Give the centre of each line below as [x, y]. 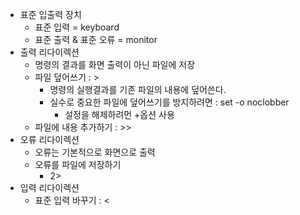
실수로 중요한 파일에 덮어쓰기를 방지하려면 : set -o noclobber [169, 102]
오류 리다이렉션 [49, 139]
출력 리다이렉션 [49, 52]
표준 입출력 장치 [50, 14]
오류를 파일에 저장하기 [78, 164]
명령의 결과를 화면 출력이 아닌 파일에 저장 [115, 64]
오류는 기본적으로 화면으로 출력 [95, 152]
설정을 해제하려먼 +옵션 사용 [119, 114]
